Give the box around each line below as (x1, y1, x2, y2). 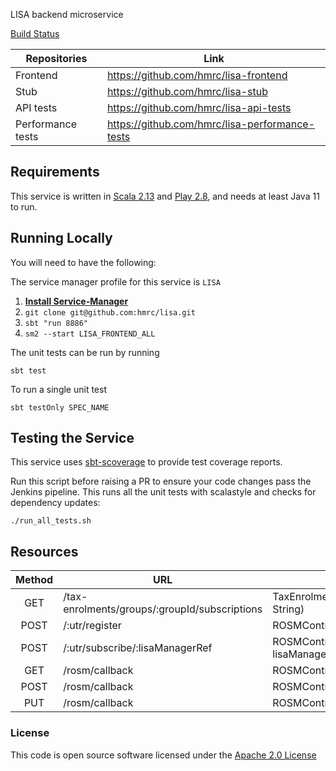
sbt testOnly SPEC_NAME (10, 402, 110, 413)
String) (272, 602, 305, 616)
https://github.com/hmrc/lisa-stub (106, 85, 268, 98)
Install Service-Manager (24, 295, 129, 307)
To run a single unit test (10, 383, 107, 395)
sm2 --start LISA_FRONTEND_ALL (24, 329, 156, 339)
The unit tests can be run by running (10, 346, 160, 358)
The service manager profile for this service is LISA (10, 275, 221, 288)
